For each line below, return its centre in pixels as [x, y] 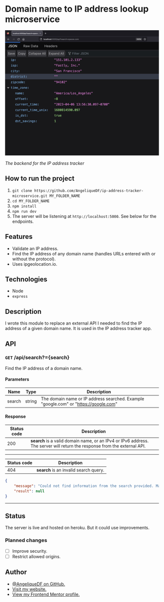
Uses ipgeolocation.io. [35, 264]
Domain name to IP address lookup [77, 9]
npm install [24, 206]
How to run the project [40, 179]
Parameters [17, 379]
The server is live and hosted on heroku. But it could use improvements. [77, 528]
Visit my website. [29, 589]
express [20, 297]
